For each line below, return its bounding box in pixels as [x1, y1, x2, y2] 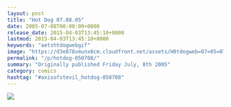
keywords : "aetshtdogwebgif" [7, 42, 91, 49]
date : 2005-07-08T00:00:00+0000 [7, 23, 100, 29]
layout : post [7, 10, 45, 17]
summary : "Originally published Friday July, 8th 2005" [7, 61, 170, 68]
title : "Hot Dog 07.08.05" [7, 16, 85, 23]
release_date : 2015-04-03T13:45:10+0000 [7, 29, 125, 36]
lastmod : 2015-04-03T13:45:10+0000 [7, 36, 109, 43]
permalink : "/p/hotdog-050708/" [7, 55, 100, 62]
